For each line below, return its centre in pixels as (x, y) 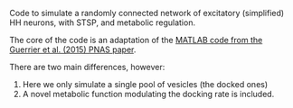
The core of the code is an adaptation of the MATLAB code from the (136, 40)
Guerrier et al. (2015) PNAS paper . (73, 49)
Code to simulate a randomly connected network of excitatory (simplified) (147, 13)
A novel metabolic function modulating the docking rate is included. (148, 94)
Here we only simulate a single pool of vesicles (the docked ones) (145, 84)
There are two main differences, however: (87, 67)
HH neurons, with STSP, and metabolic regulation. (103, 22)
